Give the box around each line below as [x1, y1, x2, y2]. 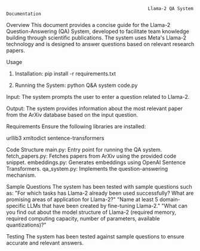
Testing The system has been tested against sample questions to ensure [6, 233, 184, 240]
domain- [159, 196, 180, 203]
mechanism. [6, 171, 36, 179]
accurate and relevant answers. [6, 240, 84, 246]
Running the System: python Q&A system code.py [14, 81, 138, 89]
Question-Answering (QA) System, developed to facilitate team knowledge [6, 28, 189, 35]
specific [6, 202, 26, 209]
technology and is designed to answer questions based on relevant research [6, 41, 195, 47]
